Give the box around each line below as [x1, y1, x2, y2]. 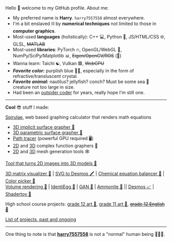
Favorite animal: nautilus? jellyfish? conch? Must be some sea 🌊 [12, 78, 149, 85]
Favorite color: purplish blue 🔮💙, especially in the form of [12, 68, 134, 74]
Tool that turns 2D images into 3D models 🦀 [5, 160, 97, 166]
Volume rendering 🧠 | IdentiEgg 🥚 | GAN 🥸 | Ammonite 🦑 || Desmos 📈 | [5, 184, 155, 190]
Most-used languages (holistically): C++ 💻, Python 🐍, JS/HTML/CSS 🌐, [12, 34, 165, 39]
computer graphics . [12, 28, 56, 34]
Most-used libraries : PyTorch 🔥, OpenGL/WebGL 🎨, [12, 47, 122, 52]
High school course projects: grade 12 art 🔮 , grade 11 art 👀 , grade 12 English [5, 201, 165, 207]
